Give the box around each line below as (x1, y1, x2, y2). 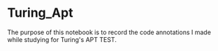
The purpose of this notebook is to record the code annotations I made (7, 28, 212, 36)
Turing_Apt (7, 5, 73, 21)
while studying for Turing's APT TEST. (7, 35, 117, 43)
